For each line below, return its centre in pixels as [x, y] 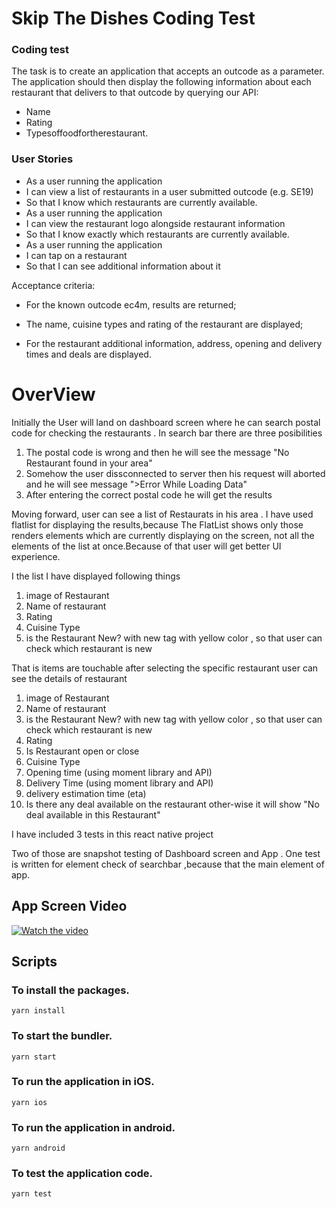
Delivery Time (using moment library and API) [119, 783]
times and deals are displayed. [88, 354]
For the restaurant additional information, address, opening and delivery [174, 343]
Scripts [34, 961]
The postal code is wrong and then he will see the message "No [157, 452]
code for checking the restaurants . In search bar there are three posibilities [167, 433]
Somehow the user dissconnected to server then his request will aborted [175, 473]
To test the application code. [82, 1174]
